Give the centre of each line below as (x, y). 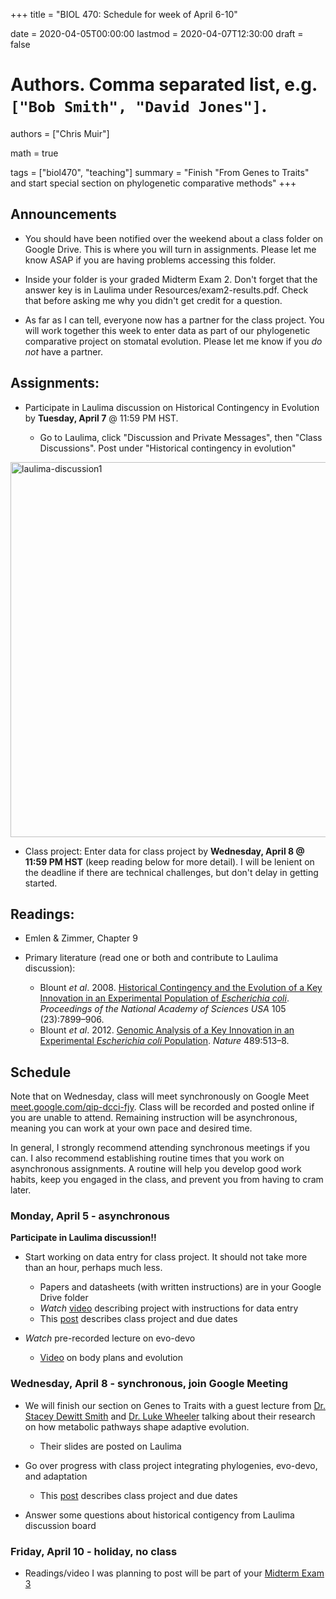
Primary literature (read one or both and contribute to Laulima (151, 958)
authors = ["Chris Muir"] (60, 133)
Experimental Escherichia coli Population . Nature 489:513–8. (164, 1041)
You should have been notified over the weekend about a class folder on (174, 238)
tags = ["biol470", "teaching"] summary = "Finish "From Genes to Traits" (160, 172)
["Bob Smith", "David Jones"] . (139, 106)
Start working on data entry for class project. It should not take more (166, 1257)
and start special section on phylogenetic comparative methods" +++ (153, 183)
